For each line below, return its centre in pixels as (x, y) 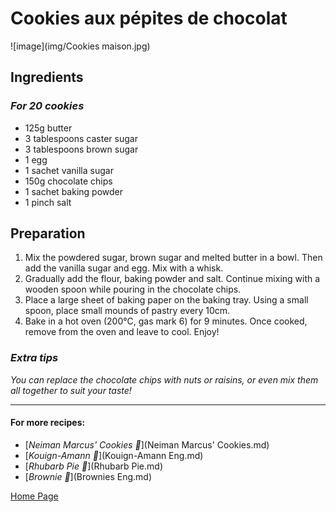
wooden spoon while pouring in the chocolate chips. (133, 289)
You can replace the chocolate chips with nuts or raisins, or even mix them (164, 379)
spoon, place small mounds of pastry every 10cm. (127, 311)
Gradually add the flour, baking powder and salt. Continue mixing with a (172, 279)
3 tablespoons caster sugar (81, 138)
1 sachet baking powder (73, 191)
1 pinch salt (48, 202)
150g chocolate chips (68, 181)
